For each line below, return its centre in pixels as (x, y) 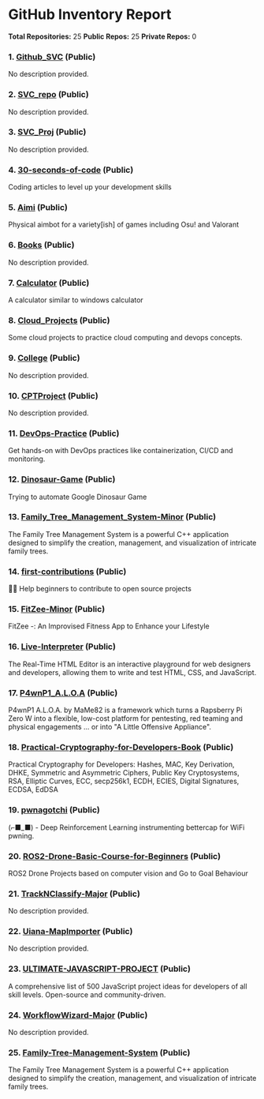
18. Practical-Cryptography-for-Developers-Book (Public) (121, 747)
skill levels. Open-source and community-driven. (87, 994)
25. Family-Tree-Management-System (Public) (99, 1052)
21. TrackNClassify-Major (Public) (74, 894)
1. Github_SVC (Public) (52, 57)
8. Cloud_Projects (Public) (59, 320)
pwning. (21, 835)
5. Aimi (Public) (38, 208)
